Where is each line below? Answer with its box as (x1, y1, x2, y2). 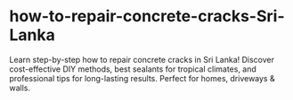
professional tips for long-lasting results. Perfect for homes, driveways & (9, 73, 275, 83)
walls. (9, 82, 31, 93)
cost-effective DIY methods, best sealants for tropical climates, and (9, 64, 256, 74)
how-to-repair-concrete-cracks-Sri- (9, 6, 285, 27)
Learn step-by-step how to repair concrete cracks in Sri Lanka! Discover (9, 54, 274, 65)
